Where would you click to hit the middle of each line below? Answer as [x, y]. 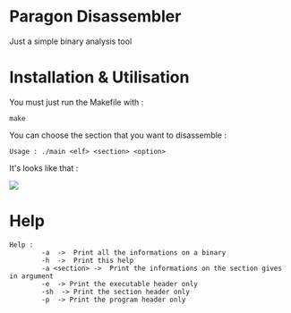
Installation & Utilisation [99, 77]
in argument [31, 276]
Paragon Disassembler [95, 17]
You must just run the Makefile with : [77, 102]
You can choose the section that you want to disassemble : [118, 135]
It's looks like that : [44, 168]
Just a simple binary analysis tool [71, 41]
